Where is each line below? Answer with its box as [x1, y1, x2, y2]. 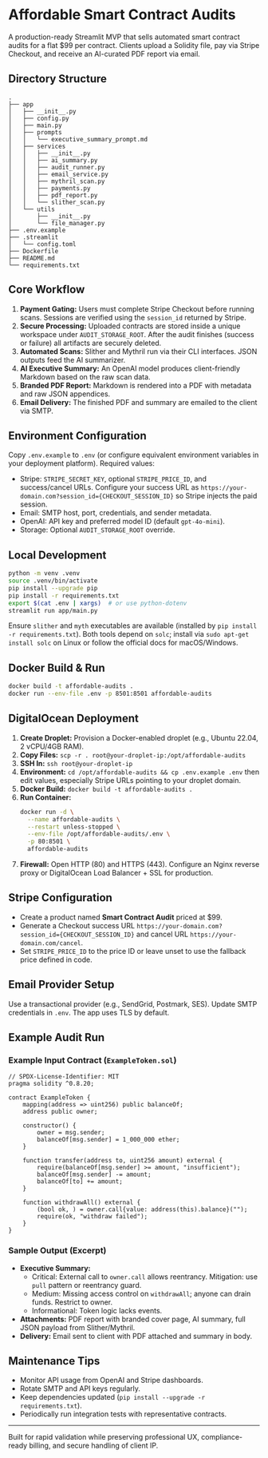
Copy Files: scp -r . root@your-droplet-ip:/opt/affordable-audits [19, 749, 246, 760]
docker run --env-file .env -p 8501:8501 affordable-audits [8, 689, 213, 698]
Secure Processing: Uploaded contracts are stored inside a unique [19, 321, 241, 331]
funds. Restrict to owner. [31, 1297, 113, 1307]
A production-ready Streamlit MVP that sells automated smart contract [8, 32, 241, 42]
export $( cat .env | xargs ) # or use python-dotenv [8, 599, 187, 607]
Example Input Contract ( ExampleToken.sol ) [8, 1055, 177, 1066]
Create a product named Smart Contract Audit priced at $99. [19, 912, 223, 922]
